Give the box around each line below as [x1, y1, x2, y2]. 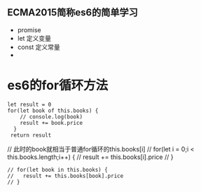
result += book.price [20, 119, 83, 126]
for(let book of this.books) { [7, 107, 99, 114]
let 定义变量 [17, 34, 51, 42]
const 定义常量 [17, 43, 61, 51]
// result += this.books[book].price [7, 172, 124, 179]
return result [10, 132, 52, 139]
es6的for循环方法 [7, 78, 109, 93]
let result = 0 [7, 101, 52, 108]
